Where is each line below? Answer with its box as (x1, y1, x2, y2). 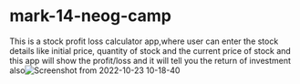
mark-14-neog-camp (9, 5, 171, 26)
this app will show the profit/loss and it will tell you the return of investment (9, 55, 292, 66)
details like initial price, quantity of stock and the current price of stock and (9, 45, 292, 56)
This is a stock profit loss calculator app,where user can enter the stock (9, 36, 279, 47)
